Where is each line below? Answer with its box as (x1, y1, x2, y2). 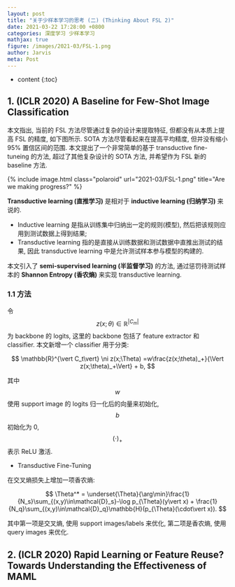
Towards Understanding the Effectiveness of (7, 560, 207, 572)
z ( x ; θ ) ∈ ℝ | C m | (96, 318, 139, 328)
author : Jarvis (7, 50, 52, 57)
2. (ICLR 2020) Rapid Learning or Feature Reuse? (7, 548, 225, 560)
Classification (7, 106, 69, 118)
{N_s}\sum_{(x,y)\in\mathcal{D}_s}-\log (17, 497, 131, 506)
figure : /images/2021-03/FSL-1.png (7, 43, 111, 50)
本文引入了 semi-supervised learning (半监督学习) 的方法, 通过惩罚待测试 (7, 261, 220, 270)
